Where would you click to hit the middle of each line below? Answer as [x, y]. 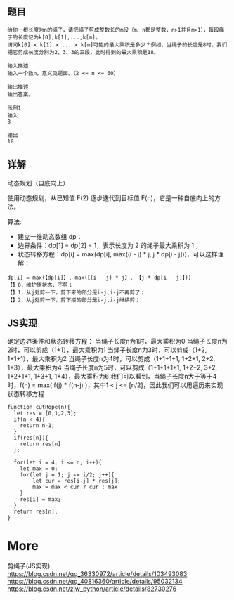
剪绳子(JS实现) [29, 566]
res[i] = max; [40, 500]
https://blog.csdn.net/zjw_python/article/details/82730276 [92, 589]
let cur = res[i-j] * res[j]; [77, 481]
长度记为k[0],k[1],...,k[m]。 [59, 37]
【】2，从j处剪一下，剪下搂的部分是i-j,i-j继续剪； [74, 300]
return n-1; [37, 426]
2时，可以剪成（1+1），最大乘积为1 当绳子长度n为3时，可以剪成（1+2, [107, 350]
